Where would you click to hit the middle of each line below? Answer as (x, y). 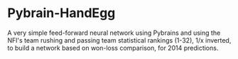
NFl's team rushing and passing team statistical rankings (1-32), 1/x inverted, (119, 40)
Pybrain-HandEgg (61, 13)
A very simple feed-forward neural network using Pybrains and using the (114, 33)
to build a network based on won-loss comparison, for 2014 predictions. (113, 48)
